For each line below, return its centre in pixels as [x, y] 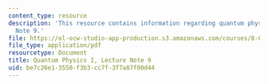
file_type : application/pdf [55, 46]
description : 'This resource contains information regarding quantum [126, 23]
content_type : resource [48, 16]
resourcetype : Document [48, 53]
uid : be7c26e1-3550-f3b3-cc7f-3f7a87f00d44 [82, 68]
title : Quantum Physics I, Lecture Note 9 [80, 61]
